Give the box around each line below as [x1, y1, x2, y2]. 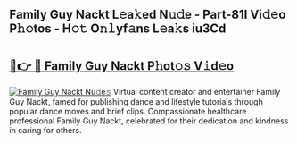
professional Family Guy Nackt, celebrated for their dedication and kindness [9, 115, 289, 126]
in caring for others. [9, 125, 82, 135]
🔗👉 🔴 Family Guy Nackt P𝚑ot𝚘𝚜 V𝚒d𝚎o [9, 58, 235, 73]
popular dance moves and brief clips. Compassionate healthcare [9, 106, 247, 116]
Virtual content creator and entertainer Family [112, 87, 281, 97]
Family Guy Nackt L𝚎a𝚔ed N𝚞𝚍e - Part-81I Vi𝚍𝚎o [9, 7, 286, 22]
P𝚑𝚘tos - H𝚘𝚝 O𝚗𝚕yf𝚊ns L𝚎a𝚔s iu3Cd [9, 21, 227, 37]
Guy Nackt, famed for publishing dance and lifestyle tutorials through [9, 97, 263, 106]
